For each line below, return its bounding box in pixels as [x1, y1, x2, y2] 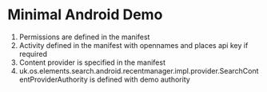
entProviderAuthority [18, 74, 89, 84]
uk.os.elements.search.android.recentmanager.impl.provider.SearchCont [18, 66, 259, 75]
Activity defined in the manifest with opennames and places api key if [18, 40, 249, 50]
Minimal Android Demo [7, 6, 163, 24]
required [18, 49, 48, 58]
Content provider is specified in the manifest [18, 58, 165, 67]
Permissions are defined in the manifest [18, 32, 150, 42]
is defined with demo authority [90, 74, 191, 84]
